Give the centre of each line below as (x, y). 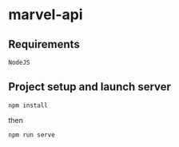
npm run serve (32, 135)
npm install (28, 105)
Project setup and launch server (90, 87)
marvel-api (46, 15)
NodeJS (19, 62)
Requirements (44, 44)
